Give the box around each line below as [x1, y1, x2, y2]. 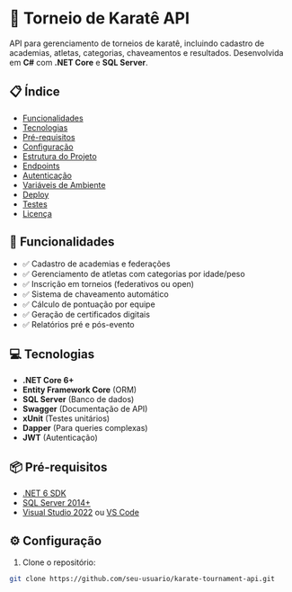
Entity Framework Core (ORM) [22, 384, 137, 395]
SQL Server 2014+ [22, 498, 92, 508]
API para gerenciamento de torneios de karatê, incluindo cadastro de [9, 38, 265, 49]
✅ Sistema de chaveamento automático [22, 288, 169, 300]
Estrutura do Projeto [22, 150, 97, 161]
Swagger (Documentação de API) [22, 404, 148, 415]
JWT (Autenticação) [22, 432, 99, 444]
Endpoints [22, 160, 60, 171]
